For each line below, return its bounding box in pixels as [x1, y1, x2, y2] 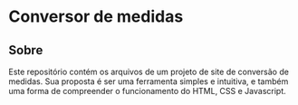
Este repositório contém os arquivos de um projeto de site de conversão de [8, 66, 289, 77]
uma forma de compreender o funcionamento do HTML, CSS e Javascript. [8, 86, 286, 96]
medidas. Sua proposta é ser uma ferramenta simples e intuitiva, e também [8, 76, 289, 87]
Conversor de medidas [8, 6, 184, 27]
